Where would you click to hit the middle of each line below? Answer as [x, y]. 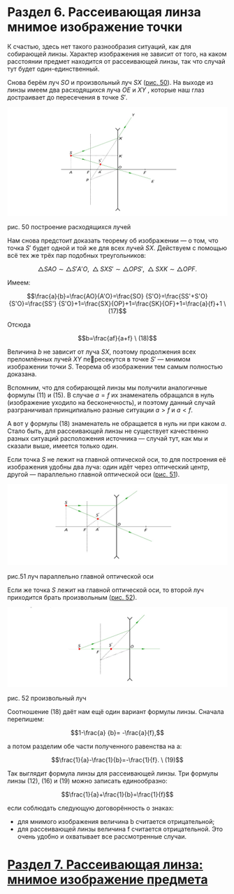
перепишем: [26, 719]
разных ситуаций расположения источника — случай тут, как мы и [108, 438]
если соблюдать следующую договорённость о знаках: [91, 808]
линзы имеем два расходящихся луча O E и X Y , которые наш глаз [106, 90]
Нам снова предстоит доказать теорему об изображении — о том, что [113, 240]
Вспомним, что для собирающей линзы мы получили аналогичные [107, 387]
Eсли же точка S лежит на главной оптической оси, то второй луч [105, 590]
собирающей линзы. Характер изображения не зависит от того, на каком [117, 54]
